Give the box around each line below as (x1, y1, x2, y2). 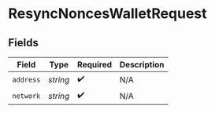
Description (119, 60, 165, 70)
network (12, 91, 41, 100)
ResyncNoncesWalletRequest (8, 5, 207, 23)
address (12, 75, 41, 84)
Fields (8, 36, 39, 49)
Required (77, 60, 113, 70)
